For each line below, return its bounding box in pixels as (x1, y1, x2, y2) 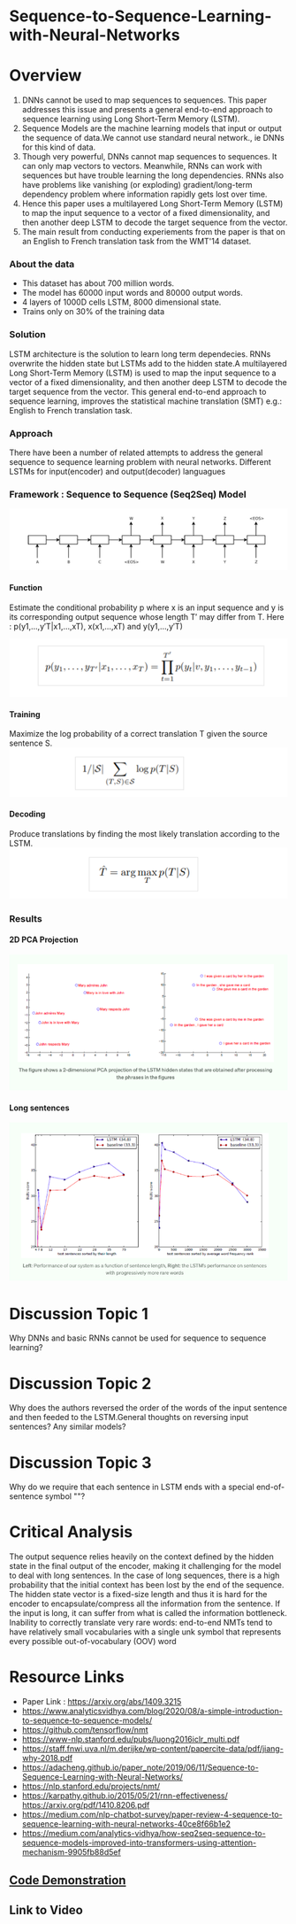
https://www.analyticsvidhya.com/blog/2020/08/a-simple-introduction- (21, 1706, 283, 1717)
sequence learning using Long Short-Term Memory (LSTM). (21, 113, 240, 125)
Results (9, 912, 42, 924)
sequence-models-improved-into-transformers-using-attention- (21, 1837, 257, 1848)
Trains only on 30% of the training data (21, 306, 165, 317)
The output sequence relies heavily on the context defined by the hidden (9, 1551, 274, 1562)
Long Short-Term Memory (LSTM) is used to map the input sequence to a (9, 367, 277, 378)
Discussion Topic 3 (9, 1452, 152, 1472)
